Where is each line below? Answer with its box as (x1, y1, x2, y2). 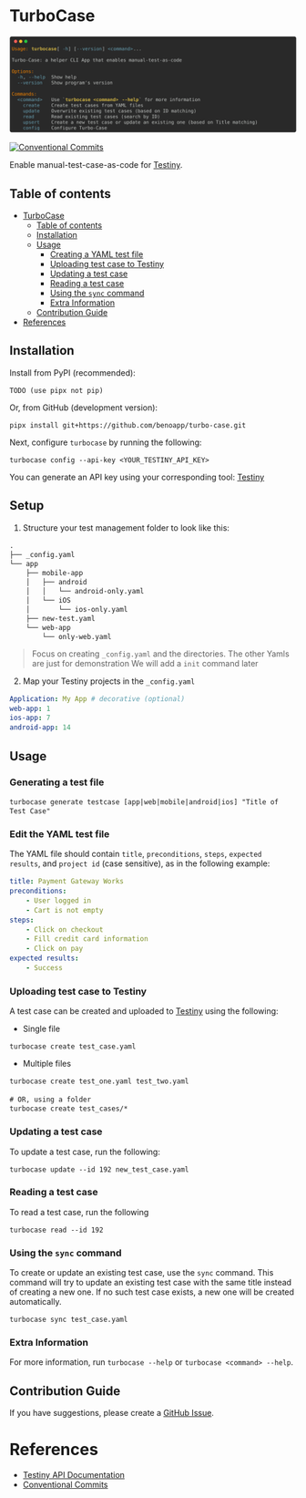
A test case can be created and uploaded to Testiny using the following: (9, 1006, 280, 1017)
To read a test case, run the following (9, 1206, 149, 1217)
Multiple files (22, 1059, 71, 1069)
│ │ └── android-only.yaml (25, 586, 145, 595)
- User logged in (25, 895, 92, 905)
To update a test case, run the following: (9, 1146, 161, 1157)
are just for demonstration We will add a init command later (31, 657, 259, 668)
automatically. (9, 1297, 62, 1307)
